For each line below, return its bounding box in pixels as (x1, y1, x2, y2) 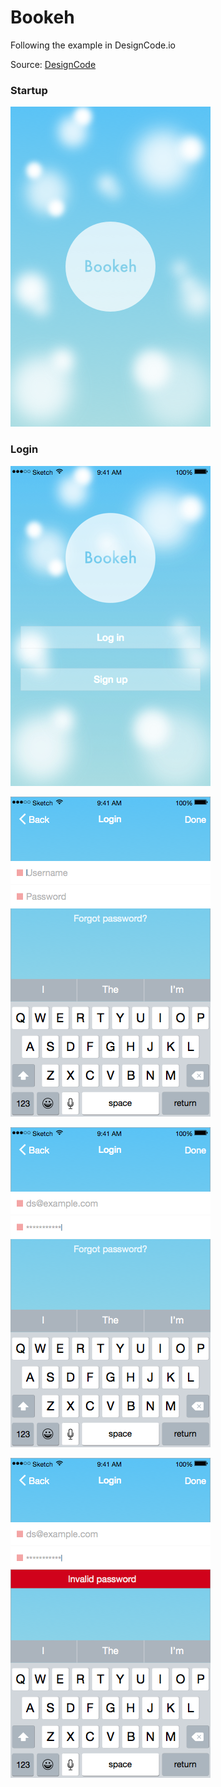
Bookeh (10, 6, 75, 29)
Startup (10, 83, 48, 97)
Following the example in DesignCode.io (10, 39, 176, 51)
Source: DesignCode (10, 58, 97, 70)
